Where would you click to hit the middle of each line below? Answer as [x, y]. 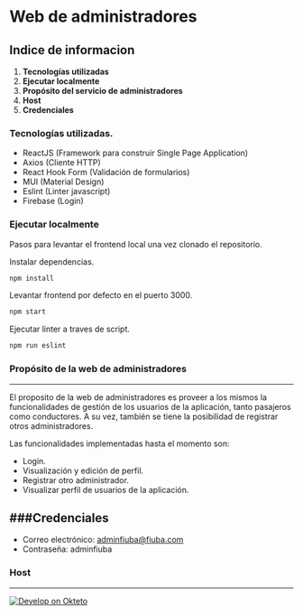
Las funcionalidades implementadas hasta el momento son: [119, 443]
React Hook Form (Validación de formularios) [106, 172]
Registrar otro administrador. [75, 480]
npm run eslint [38, 346]
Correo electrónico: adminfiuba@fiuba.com [103, 540]
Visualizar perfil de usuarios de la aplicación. [106, 489]
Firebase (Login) [53, 201]
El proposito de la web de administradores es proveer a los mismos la [138, 397]
